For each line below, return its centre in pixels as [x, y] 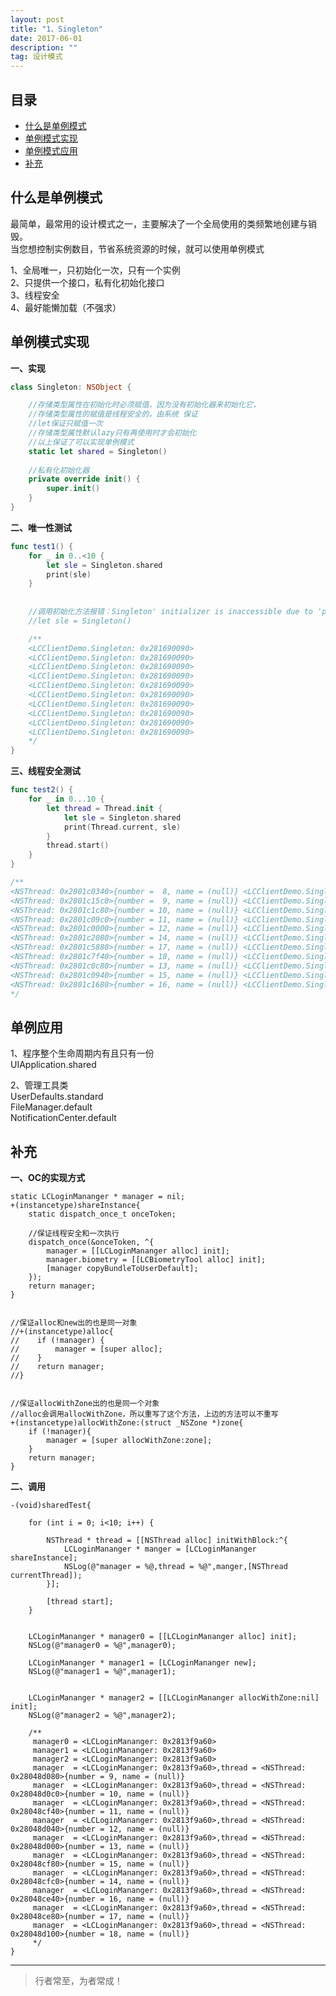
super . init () [73, 489]
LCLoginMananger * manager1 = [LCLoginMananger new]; [142, 1663]
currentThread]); [46, 1576]
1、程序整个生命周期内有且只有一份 [82, 1053]
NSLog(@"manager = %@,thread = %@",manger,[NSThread [175, 1567]
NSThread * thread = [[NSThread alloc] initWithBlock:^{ [167, 1541]
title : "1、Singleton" [56, 29]
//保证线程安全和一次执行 [74, 1234]
